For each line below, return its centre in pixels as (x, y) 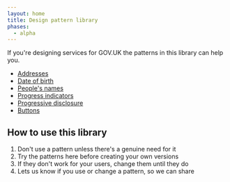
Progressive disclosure (50, 103)
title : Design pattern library (53, 20)
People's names (40, 88)
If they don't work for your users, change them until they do (103, 164)
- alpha (25, 33)
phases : (18, 26)
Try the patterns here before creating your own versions (98, 156)
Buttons (29, 110)
